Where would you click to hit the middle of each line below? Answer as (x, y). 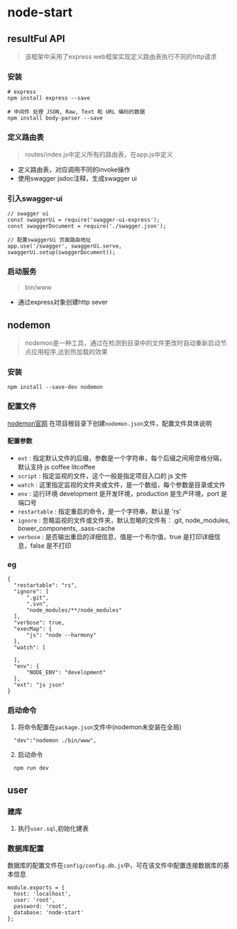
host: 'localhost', (43, 894)
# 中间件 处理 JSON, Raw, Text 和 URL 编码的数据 (76, 112)
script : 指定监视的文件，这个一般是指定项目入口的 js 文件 (103, 476)
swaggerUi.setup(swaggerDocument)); (61, 252)
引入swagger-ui (35, 198)
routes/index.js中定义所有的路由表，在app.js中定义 (99, 154)
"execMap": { (33, 629)
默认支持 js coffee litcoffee (56, 467)
